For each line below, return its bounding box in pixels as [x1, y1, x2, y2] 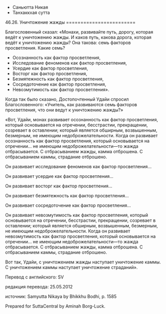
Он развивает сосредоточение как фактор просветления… [5, 202, 131, 208]
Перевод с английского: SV [5, 274, 64, 280]
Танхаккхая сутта [12, 10, 50, 16]
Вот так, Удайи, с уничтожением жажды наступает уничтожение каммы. [5, 259, 161, 265]
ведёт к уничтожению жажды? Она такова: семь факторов [5, 40, 131, 46]
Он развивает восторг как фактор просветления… [5, 183, 112, 189]
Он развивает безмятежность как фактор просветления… [5, 193, 129, 198]
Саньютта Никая [12, 5, 48, 10]
